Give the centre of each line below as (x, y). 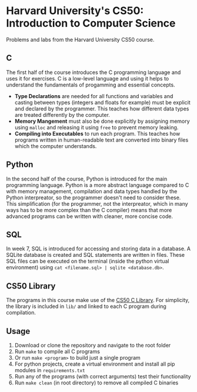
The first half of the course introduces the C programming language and (94, 72)
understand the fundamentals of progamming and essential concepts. (91, 85)
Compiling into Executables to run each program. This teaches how (97, 133)
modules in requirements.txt (50, 370)
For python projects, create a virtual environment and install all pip (95, 364)
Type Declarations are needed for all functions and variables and (94, 96)
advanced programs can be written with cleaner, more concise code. (90, 216)
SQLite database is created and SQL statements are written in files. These (96, 255)
